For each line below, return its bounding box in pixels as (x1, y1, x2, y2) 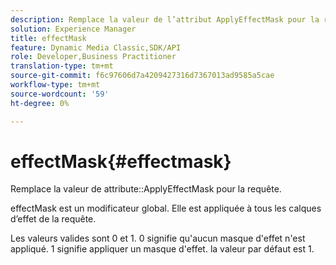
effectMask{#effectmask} (10, 150, 232, 173)
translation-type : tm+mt (10, 61, 114, 71)
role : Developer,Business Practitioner (10, 52, 177, 62)
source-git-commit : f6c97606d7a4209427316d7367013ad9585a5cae (10, 71, 275, 81)
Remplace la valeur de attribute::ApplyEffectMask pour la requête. (10, 183, 282, 195)
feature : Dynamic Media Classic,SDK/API (10, 42, 182, 53)
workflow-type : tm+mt (10, 80, 101, 90)
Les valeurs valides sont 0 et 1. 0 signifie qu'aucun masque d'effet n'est (10, 232, 306, 245)
